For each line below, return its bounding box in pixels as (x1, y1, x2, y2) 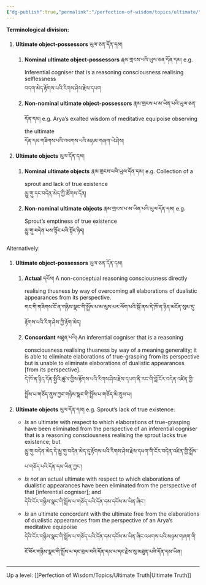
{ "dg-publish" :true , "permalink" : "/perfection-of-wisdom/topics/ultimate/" (6, 9, 202, 15)
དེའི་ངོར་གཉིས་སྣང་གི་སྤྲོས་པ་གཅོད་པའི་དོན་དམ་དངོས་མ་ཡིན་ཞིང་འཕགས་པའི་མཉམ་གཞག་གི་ (24, 532, 197, 540)
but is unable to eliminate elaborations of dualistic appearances (24, 359, 185, 366)
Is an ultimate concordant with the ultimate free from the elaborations (24, 510, 200, 517)
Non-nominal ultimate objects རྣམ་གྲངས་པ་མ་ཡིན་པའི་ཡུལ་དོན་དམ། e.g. (24, 204, 186, 212)
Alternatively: (6, 244, 40, 252)
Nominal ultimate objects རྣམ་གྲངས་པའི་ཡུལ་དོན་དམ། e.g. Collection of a (24, 167, 193, 175)
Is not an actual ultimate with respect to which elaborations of (24, 475, 181, 482)
